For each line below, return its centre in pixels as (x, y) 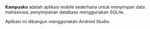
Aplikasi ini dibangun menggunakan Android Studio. (58, 22)
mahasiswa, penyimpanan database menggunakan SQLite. (65, 12)
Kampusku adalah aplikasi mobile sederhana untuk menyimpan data (75, 7)
